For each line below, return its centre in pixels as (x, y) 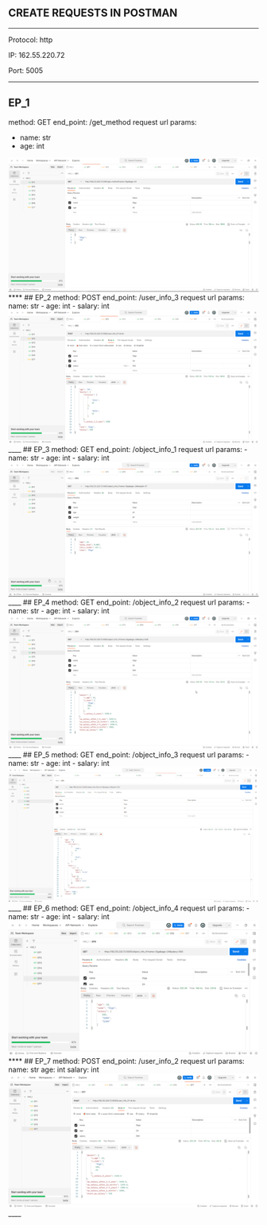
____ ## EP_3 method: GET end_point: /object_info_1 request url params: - (128, 449)
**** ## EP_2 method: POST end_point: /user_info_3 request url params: (126, 297)
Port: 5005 (26, 70)
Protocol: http (31, 40)
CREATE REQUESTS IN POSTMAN (93, 13)
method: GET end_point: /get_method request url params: (103, 122)
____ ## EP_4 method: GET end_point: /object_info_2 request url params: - (129, 602)
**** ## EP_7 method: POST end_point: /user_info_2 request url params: (126, 1061)
